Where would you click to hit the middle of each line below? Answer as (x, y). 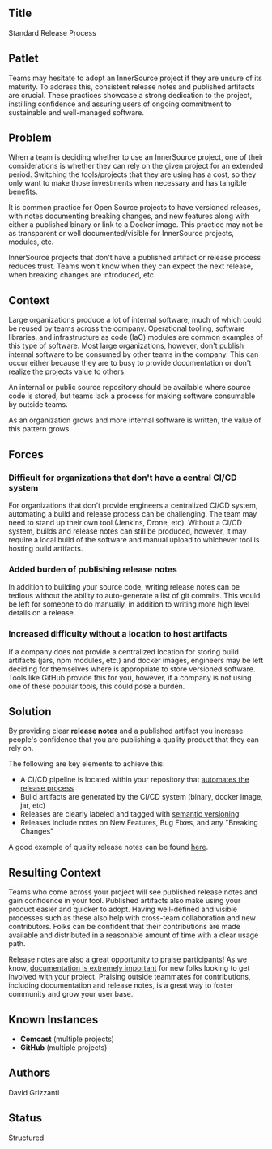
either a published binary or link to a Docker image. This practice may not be (136, 225)
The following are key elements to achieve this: (87, 764)
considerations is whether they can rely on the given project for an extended (136, 166)
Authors (30, 1073)
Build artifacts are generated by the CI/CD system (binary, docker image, (141, 797)
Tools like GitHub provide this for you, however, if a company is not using (130, 677)
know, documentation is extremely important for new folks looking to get (129, 968)
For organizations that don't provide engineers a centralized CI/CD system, (133, 505)
